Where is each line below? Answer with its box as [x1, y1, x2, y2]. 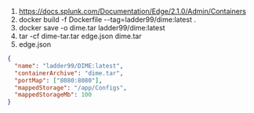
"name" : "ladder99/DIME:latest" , [14, 62, 124, 69]
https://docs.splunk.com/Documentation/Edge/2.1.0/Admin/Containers [18, 7, 246, 16]
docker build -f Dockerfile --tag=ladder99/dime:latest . [18, 15, 197, 24]
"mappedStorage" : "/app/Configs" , [14, 83, 127, 92]
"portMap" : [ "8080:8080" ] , [14, 76, 103, 84]
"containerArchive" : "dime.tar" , [14, 69, 124, 77]
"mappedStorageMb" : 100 [14, 91, 92, 99]
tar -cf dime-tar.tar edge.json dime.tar [18, 31, 142, 41]
